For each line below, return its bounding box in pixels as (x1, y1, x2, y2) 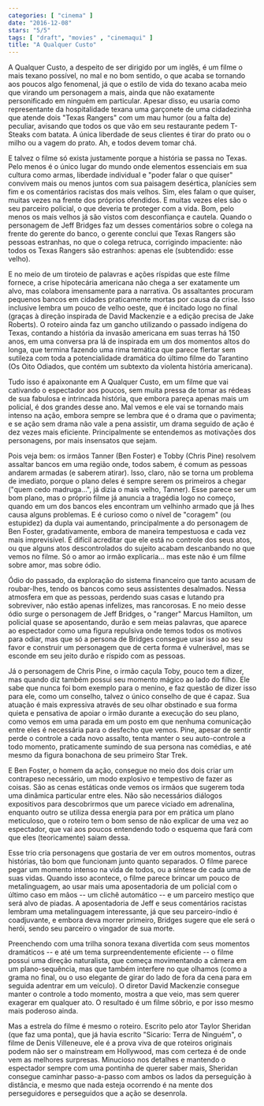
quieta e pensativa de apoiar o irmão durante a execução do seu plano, (8, 709, 240, 718)
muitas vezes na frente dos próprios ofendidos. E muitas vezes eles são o (8, 195, 247, 205)
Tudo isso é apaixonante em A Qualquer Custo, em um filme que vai (8, 377, 229, 387)
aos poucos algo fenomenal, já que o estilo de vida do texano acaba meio (8, 80, 247, 89)
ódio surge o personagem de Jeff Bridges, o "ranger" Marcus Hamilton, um (8, 609, 253, 619)
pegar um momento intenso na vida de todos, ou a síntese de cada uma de (8, 865, 251, 875)
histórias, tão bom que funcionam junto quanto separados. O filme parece (8, 856, 248, 866)
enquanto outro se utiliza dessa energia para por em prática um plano (8, 807, 235, 818)
